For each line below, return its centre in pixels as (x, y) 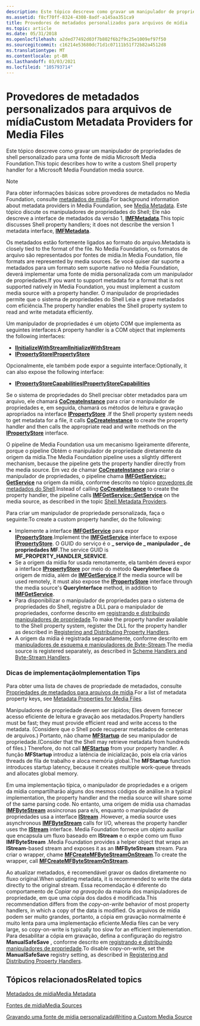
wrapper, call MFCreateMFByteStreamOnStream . (68, 860)
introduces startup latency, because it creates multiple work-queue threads (99, 767)
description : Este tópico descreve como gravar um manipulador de (90, 12)
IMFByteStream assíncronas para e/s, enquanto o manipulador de (87, 810)
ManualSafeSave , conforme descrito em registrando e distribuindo (89, 942)
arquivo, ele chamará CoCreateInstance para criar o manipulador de (90, 401)
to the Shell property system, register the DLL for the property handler (101, 626)
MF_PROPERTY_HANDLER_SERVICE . (61, 556)
